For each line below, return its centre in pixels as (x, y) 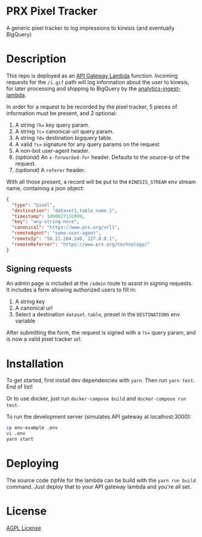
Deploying (33, 463)
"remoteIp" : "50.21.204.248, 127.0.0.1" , (65, 239)
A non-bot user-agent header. (52, 150)
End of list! (20, 387)
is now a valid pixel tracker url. (44, 339)
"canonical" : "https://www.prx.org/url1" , (66, 228)
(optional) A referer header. (50, 170)
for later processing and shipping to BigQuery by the (72, 88)
